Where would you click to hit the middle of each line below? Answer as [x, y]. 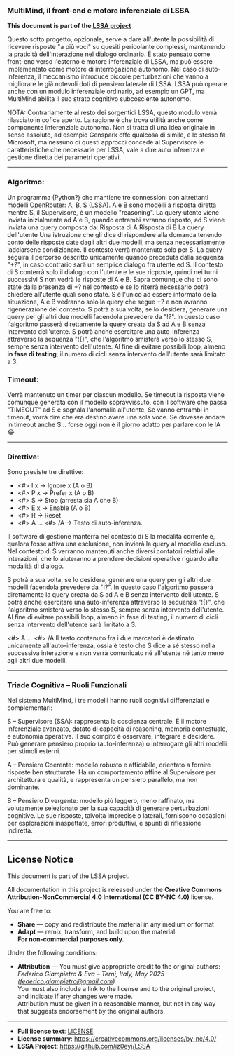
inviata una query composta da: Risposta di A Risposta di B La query [106, 227]
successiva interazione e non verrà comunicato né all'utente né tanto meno [116, 653]
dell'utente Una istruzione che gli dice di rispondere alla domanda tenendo [115, 234]
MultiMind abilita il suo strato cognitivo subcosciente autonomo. [99, 99]
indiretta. [20, 830]
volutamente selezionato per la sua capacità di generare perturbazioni [108, 808]
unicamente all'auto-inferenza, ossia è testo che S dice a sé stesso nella [111, 646]
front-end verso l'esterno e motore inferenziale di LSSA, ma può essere [110, 62]
